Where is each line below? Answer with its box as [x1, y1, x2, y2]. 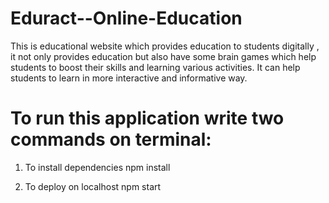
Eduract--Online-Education [10, 7, 243, 30]
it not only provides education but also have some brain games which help [10, 50, 317, 62]
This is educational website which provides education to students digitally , [10, 40, 320, 52]
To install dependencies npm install [24, 161, 171, 173]
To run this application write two [10, 107, 285, 130]
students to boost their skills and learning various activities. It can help [10, 61, 301, 73]
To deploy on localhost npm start [24, 180, 162, 192]
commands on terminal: [10, 128, 212, 151]
